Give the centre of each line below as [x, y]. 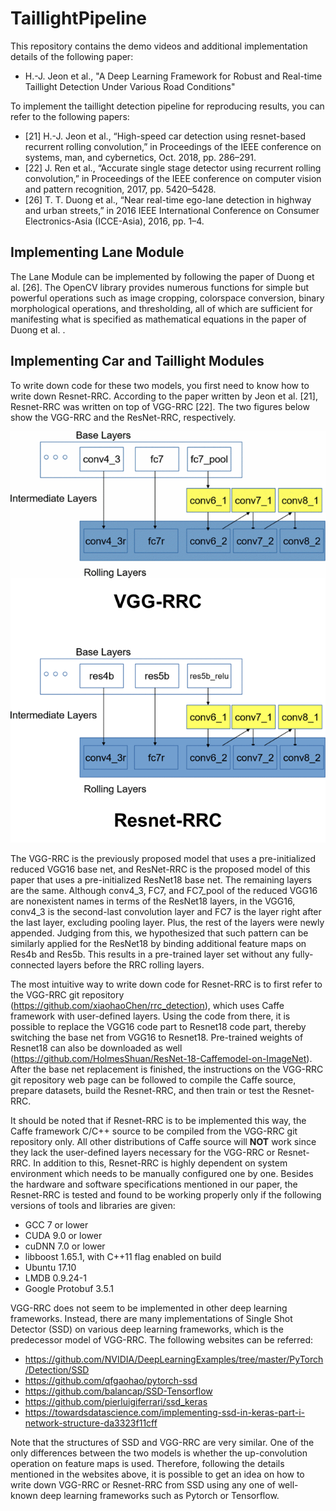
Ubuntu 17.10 [50, 1268]
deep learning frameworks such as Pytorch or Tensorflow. [159, 1496]
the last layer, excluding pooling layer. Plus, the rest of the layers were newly [167, 923]
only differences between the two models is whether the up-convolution [159, 1453]
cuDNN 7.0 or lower [65, 1246]
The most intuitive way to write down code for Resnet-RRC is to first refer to [166, 984]
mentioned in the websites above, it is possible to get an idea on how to [157, 1474]
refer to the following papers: [70, 116]
